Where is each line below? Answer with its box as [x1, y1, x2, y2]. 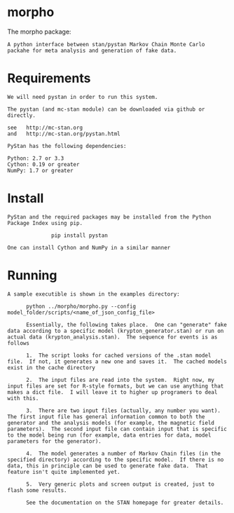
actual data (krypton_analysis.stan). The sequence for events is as [7, 334, 218, 341]
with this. [7, 395, 39, 402]
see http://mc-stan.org [7, 124, 83, 131]
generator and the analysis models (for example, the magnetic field [7, 419, 215, 426]
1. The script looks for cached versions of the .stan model [25, 352, 212, 359]
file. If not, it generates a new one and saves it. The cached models [7, 358, 228, 365]
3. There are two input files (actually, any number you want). [25, 407, 221, 414]
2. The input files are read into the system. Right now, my [25, 376, 215, 383]
